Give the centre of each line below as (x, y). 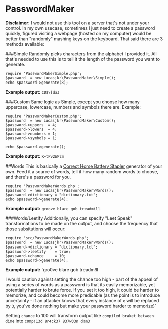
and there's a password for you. (38, 177)
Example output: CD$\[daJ (32, 92)
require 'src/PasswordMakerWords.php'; (47, 238)
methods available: (25, 44)
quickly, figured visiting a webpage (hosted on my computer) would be (78, 33)
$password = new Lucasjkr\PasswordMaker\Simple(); (60, 78)
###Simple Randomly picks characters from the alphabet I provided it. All (81, 54)
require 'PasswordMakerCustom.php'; (44, 116)
